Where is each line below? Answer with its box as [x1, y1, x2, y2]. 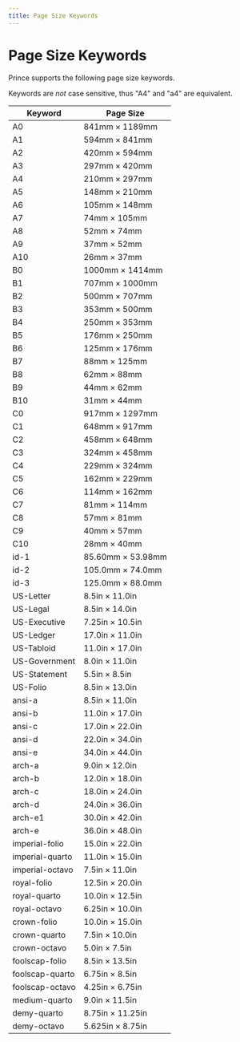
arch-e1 [12, 812, 45, 823]
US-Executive [12, 616, 66, 627]
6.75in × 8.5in [83, 968, 138, 979]
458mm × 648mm [83, 434, 153, 445]
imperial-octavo [12, 864, 74, 875]
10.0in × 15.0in [83, 916, 142, 927]
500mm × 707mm [83, 290, 153, 302]
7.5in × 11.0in [83, 864, 138, 875]
